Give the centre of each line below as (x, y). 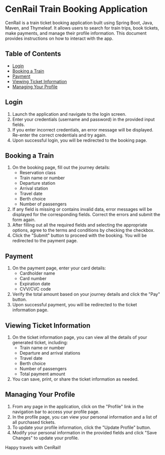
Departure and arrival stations (50, 353)
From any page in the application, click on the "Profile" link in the (78, 406)
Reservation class (37, 173)
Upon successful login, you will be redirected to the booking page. (80, 140)
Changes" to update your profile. (46, 438)
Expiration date (35, 284)
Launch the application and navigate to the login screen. (69, 114)
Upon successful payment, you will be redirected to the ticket (74, 305)
